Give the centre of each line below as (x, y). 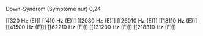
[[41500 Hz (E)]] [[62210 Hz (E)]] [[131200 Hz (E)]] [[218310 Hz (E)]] (91, 27)
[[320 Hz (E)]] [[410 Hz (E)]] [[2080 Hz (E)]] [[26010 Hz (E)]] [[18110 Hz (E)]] (102, 20)
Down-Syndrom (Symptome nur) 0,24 (54, 9)
